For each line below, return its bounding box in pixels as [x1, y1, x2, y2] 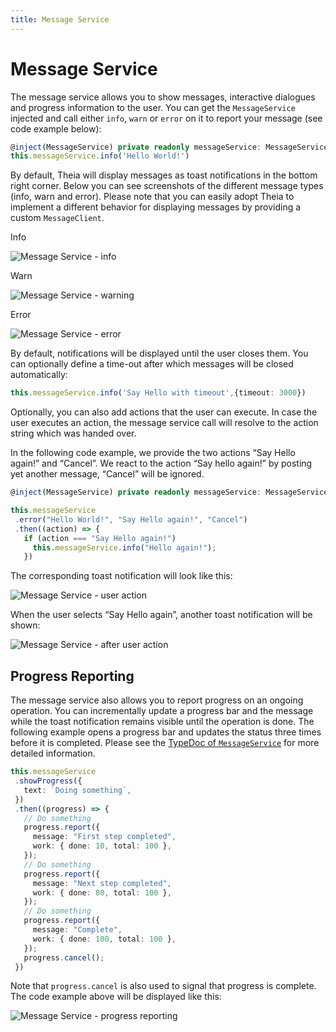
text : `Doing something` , [23, 785, 132, 795]
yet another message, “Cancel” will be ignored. [10, 468, 205, 480]
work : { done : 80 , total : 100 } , [32, 887, 172, 898]
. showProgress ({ [14, 776, 83, 786]
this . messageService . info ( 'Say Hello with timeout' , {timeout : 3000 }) [10, 388, 307, 398]
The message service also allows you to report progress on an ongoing [10, 694, 304, 706]
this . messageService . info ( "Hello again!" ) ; [32, 542, 217, 553]
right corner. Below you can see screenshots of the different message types [10, 180, 324, 192]
